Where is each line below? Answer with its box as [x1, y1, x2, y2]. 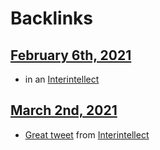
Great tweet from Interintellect [24, 128, 150, 141]
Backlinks [10, 7, 94, 30]
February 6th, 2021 [10, 47, 132, 64]
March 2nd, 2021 [10, 102, 118, 119]
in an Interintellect [24, 73, 100, 85]
